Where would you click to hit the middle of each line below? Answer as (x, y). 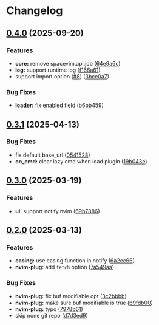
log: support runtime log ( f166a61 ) (58, 70)
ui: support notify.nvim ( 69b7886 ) (57, 211)
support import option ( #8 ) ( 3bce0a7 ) (62, 76)
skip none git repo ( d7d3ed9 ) (51, 315)
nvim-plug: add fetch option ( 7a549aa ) (64, 267)
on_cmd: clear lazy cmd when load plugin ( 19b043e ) (81, 161)
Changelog (35, 11)
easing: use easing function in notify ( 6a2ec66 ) (75, 261)
